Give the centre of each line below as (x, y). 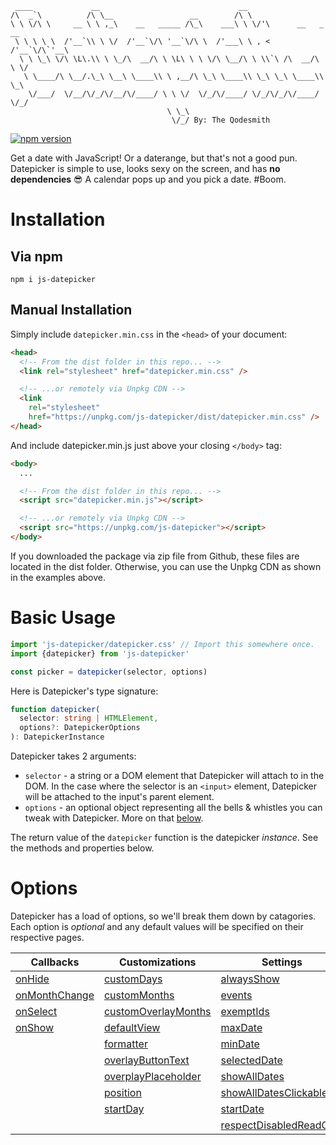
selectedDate (251, 1060)
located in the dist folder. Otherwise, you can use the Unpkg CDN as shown (166, 566)
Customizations (157, 962)
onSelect (36, 1011)
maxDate (241, 1027)
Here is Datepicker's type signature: (84, 691)
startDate (242, 1109)
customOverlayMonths (157, 1011)
